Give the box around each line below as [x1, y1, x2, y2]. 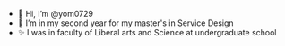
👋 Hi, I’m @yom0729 [17, 9, 94, 19]
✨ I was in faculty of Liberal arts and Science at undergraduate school [17, 27, 277, 37]
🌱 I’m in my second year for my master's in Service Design [17, 18, 235, 28]
